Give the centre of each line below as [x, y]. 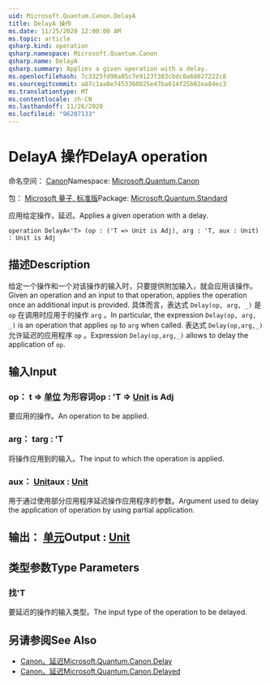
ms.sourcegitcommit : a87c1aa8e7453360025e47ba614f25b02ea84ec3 [118, 84]
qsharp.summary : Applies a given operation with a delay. [108, 69]
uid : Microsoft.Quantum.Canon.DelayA [72, 16]
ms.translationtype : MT [49, 91]
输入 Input [32, 372]
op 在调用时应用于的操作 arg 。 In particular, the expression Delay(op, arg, [133, 314]
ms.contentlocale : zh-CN [50, 99]
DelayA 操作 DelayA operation [108, 157]
